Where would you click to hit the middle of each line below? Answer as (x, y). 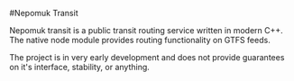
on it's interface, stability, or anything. (80, 67)
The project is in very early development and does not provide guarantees (147, 57)
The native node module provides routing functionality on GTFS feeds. (140, 40)
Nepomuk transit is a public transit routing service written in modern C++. (147, 30)
